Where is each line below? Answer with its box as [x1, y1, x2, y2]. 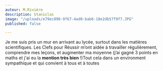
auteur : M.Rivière [5, 7, 43, 12]
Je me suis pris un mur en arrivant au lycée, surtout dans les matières [5, 39, 147, 45]
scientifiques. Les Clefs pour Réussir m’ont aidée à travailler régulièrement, [5, 44, 158, 50]
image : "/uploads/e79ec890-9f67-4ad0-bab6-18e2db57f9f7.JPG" [5, 16, 134, 21]
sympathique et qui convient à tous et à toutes [5, 60, 100, 66]
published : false [5, 21, 41, 26]
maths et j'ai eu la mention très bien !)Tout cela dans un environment [5, 55, 146, 61]
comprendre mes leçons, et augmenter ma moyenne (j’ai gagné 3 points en [5, 50, 158, 56]
